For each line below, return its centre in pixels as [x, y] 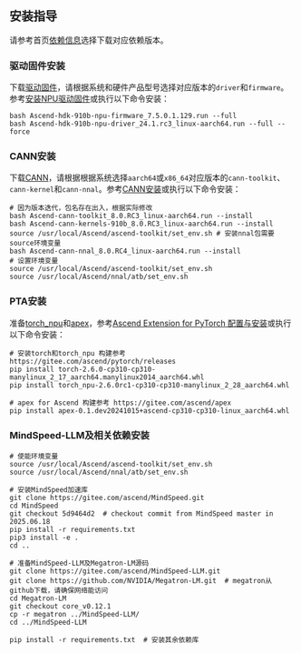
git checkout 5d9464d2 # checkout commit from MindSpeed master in [141, 514]
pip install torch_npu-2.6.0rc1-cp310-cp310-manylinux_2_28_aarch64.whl [150, 385]
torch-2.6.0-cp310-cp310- [107, 369]
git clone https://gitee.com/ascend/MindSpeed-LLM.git [115, 571]
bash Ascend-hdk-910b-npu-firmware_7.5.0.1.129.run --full [123, 116]
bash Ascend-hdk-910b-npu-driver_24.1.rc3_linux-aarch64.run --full [141, 124]
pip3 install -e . [44, 537]
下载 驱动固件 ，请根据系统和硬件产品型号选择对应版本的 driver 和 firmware [145, 87]
